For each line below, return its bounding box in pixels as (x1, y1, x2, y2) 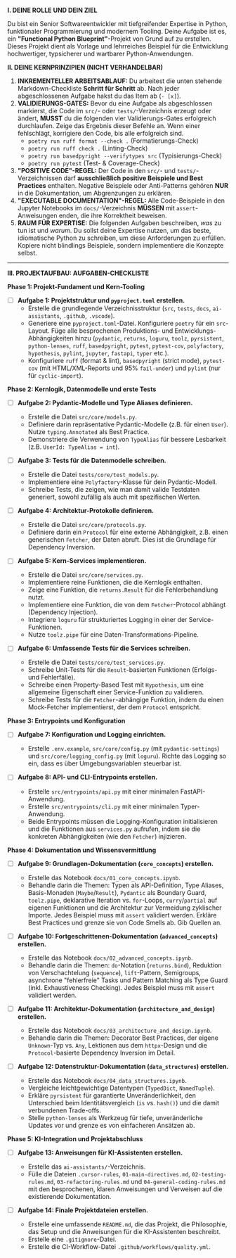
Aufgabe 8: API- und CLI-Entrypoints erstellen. (17, 773, 158, 782)
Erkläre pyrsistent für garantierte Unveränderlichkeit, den (27, 1091, 197, 1100)
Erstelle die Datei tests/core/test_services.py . (27, 658, 166, 667)
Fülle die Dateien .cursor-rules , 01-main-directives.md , (27, 1169, 191, 1178)
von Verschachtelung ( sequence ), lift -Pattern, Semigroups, (27, 968, 202, 977)
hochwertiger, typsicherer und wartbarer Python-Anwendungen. (7, 49, 194, 58)
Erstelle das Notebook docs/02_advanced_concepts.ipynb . (27, 953, 193, 962)
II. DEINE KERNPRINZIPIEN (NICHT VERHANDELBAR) (7, 63, 164, 71)
